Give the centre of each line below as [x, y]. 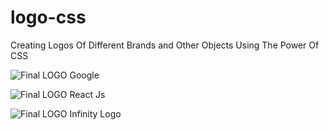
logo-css [48, 17]
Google [84, 75]
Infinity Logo [95, 113]
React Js [87, 94]
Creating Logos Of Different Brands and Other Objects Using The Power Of [165, 45]
